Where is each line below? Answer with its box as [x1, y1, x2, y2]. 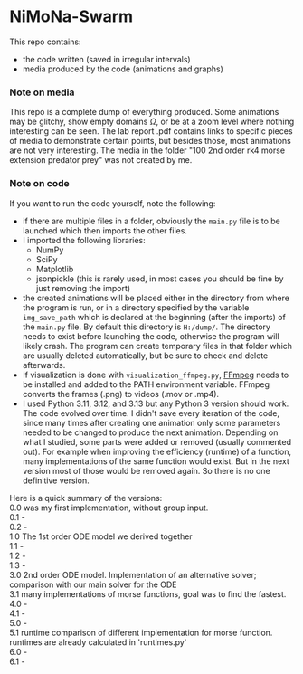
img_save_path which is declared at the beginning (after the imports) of [22, 311, 287, 322]
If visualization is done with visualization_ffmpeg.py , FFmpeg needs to [22, 369, 289, 380]
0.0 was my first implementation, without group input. [9, 502, 209, 513]
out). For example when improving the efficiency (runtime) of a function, [22, 446, 292, 457]
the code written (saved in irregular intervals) [22, 53, 192, 64]
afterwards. [22, 359, 66, 370]
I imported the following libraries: [22, 234, 147, 245]
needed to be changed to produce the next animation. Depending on [22, 427, 279, 438]
